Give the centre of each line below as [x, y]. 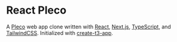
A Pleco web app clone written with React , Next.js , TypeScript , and [89, 27]
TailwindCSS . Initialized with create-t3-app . [60, 33]
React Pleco [36, 10]
